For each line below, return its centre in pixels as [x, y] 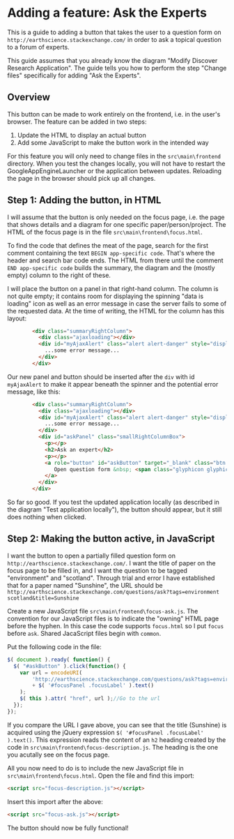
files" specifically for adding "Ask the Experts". [74, 75]
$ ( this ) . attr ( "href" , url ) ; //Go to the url [90, 699]
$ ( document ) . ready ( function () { [59, 660]
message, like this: [34, 392]
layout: [17, 318]
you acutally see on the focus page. [58, 755]
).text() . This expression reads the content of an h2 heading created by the [117, 740]
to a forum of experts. [38, 47]
